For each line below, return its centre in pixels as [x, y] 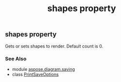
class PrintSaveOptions [35, 74]
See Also [16, 59]
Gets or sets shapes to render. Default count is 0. [54, 46]
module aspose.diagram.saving [43, 69]
